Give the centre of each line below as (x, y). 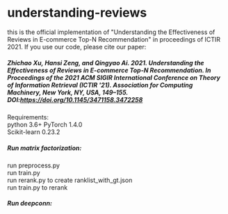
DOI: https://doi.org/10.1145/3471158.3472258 (75, 99)
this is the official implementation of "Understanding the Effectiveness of (111, 32)
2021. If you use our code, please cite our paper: (77, 47)
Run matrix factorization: (44, 148)
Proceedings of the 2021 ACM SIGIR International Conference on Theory (114, 77)
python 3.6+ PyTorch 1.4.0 (45, 124)
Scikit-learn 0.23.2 (34, 132)
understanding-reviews (77, 13)
